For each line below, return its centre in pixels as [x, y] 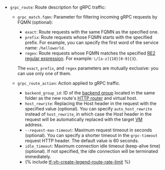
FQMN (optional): [35, 22]
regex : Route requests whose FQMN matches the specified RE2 [90, 53]
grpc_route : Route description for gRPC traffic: [58, 7]
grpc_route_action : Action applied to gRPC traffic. [69, 83]
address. [34, 125]
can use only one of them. [44, 73]
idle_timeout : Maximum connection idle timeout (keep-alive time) [92, 146]
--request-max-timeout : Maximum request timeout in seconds [88, 130]
